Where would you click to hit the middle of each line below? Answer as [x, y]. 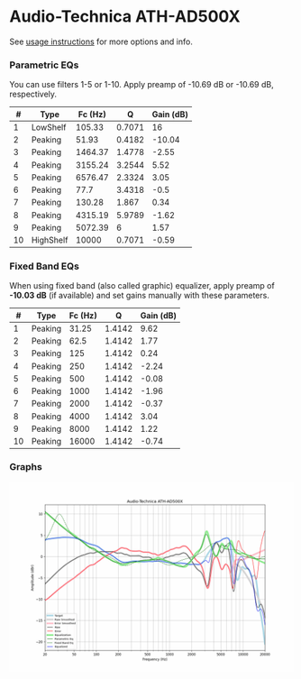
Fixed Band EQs [44, 266]
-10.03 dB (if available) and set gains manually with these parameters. [140, 296]
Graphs [26, 467]
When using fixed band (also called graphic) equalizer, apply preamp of [142, 286]
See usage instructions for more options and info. [101, 41]
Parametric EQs [44, 65]
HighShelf [50, 240]
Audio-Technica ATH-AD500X [125, 17]
